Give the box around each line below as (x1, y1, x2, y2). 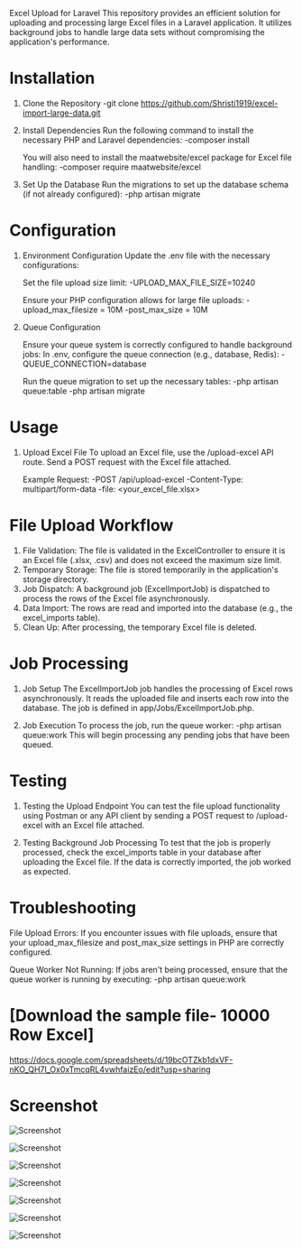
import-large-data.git (22, 107, 101, 118)
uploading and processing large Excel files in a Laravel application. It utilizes (9, 17, 292, 28)
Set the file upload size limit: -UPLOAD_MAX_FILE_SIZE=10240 (22, 277, 256, 288)
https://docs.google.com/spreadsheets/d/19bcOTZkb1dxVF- (9, 1054, 233, 1065)
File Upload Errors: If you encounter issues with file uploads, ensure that (9, 927, 278, 938)
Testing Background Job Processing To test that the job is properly (22, 837, 271, 847)
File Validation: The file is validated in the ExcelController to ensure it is (22, 545, 286, 556)
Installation (9, 68, 96, 88)
